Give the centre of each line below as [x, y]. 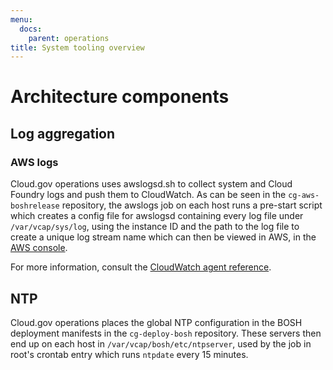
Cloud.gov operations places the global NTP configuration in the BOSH [156, 322]
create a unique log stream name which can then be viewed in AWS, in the [163, 237]
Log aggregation [63, 133]
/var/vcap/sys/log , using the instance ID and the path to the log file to [155, 227]
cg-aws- [304, 196]
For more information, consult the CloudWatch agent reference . [141, 267]
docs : [31, 29]
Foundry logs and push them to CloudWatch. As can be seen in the [148, 195]
